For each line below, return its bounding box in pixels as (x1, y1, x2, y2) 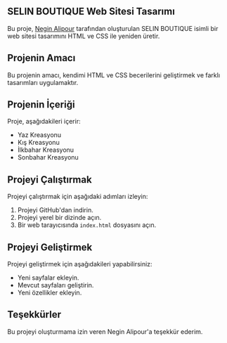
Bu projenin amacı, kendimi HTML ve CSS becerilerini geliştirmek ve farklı (7, 70, 220, 79)
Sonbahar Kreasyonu (17, 153, 79, 162)
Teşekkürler (7, 309, 62, 321)
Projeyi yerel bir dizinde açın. (17, 214, 102, 222)
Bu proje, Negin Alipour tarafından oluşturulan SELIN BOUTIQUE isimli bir (7, 24, 219, 32)
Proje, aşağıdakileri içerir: (7, 117, 81, 126)
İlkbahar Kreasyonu (17, 145, 74, 154)
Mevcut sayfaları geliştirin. (17, 281, 94, 290)
